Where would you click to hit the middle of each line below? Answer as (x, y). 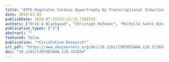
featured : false (22, 38)
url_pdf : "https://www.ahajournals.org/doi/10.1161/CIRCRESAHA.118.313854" (86, 47)
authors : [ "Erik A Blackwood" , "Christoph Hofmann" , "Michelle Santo (80, 24)
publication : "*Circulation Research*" (47, 42)
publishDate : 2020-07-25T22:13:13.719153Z (50, 19)
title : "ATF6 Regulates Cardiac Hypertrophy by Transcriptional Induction (85, 10)
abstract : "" (19, 33)
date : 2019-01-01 (23, 14)
